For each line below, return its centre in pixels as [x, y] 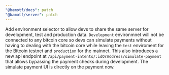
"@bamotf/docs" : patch [29, 10]
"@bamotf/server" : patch [31, 15]
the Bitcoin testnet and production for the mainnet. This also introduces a [82, 51]
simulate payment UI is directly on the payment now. [60, 67]
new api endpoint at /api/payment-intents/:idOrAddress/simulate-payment [83, 56]
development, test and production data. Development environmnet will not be [84, 34]
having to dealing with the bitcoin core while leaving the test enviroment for [84, 45]
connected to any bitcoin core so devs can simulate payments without [79, 40]
